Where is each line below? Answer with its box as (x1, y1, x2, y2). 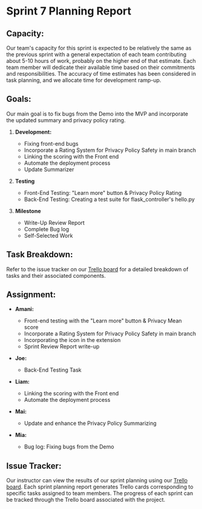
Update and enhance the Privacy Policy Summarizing (24, 419, 157, 427)
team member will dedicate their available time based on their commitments (6, 64, 195, 71)
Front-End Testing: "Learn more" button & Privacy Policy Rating (24, 189, 182, 196)
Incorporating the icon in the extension (24, 337, 121, 344)
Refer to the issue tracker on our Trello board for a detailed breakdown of (6, 265, 189, 273)
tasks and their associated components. (6, 272, 106, 279)
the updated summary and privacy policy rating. (6, 116, 126, 123)
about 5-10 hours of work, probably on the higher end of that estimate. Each (6, 57, 196, 64)
